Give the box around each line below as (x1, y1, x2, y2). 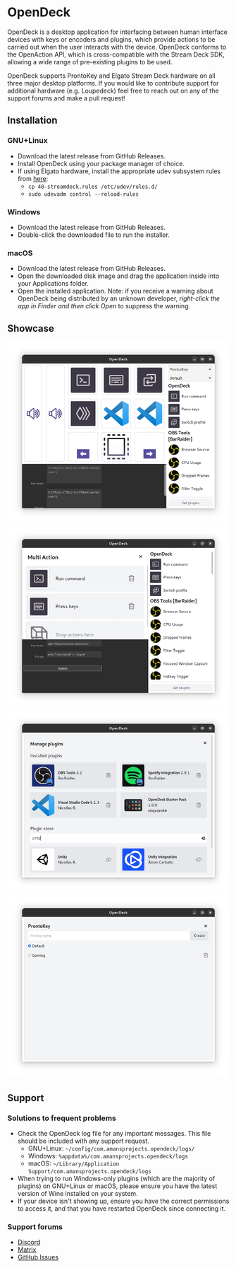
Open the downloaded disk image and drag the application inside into (17, 272, 220, 280)
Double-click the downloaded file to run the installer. (17, 231, 170, 239)
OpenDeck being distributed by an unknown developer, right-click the (17, 294, 221, 303)
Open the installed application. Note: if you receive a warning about (17, 287, 213, 296)
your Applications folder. (17, 279, 89, 288)
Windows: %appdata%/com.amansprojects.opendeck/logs (27, 1152, 189, 1161)
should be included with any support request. (17, 1136, 150, 1146)
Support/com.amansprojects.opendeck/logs (27, 1168, 151, 1175)
